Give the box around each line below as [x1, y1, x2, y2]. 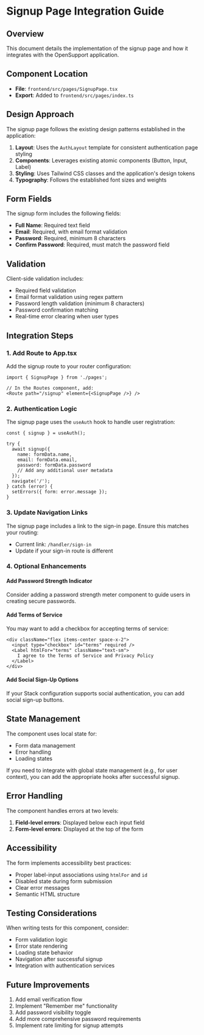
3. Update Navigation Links [6, 508, 88, 517]
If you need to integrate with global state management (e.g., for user [6, 767, 178, 774]
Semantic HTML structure [15, 890, 80, 898]
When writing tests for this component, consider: [6, 924, 129, 931]
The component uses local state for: [6, 730, 97, 737]
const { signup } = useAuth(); [6, 430, 86, 437]
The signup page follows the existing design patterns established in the [6, 125, 186, 132]
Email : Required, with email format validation [15, 228, 128, 235]
